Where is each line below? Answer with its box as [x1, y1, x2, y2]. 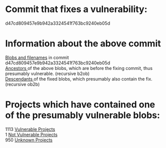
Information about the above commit [5, 38, 161, 49]
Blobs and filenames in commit [5, 54, 69, 60]
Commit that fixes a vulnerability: [5, 4, 147, 15]
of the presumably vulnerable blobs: [5, 110, 160, 121]
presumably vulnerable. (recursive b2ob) [5, 70, 90, 77]
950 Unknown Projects [5, 137, 53, 143]
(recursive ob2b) [5, 81, 40, 87]
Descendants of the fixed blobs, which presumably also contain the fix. [5, 76, 152, 82]
